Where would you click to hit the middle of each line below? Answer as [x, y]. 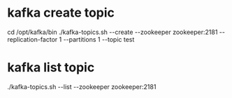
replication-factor [32, 39]
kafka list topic [51, 68]
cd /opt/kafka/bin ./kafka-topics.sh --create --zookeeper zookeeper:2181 [113, 32]
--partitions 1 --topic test [99, 39]
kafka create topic [61, 13]
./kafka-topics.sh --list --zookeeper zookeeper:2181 [82, 87]
